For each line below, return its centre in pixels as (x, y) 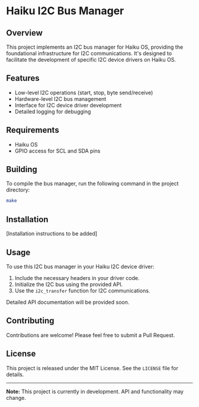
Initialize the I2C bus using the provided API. (69, 284)
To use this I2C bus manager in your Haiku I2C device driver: (80, 266)
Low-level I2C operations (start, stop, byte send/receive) (84, 93)
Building (22, 169)
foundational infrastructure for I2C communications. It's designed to (89, 53)
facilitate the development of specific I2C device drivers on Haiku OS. (91, 60)
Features (23, 78)
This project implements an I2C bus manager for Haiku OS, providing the (95, 47)
